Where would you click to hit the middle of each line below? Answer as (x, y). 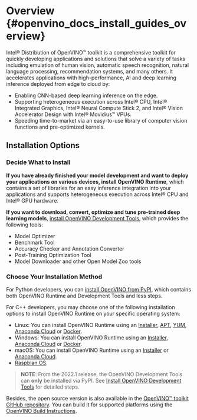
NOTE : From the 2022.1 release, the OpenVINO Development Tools (101, 374)
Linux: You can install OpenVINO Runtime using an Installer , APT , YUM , (101, 325)
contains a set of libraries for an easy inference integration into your (88, 188)
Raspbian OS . (31, 363)
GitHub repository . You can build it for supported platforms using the (89, 405)
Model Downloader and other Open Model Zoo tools (78, 261)
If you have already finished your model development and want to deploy (97, 175)
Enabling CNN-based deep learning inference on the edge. (86, 95)
